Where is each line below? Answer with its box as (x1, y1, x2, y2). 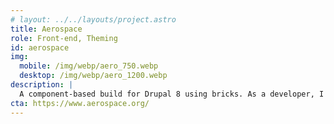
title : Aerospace (10, 24, 83, 34)
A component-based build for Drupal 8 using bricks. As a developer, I (19, 89, 325, 99)
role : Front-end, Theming (10, 33, 118, 43)
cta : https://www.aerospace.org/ (10, 98, 150, 108)
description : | (10, 80, 74, 90)
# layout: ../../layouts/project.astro (10, 14, 177, 25)
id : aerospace (10, 42, 70, 53)
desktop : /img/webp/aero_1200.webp (19, 71, 168, 81)
